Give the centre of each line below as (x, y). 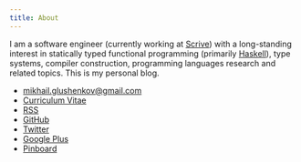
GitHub (36, 119)
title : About (34, 18)
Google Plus (46, 138)
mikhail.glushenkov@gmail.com (82, 90)
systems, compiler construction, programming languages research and (143, 63)
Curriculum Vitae (54, 100)
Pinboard (40, 148)
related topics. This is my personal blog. (84, 73)
